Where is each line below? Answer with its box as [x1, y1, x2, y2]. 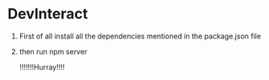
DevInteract [7, 5, 89, 23]
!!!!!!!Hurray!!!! [19, 62, 65, 72]
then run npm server [19, 46, 88, 56]
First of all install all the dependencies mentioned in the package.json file [19, 31, 262, 41]
